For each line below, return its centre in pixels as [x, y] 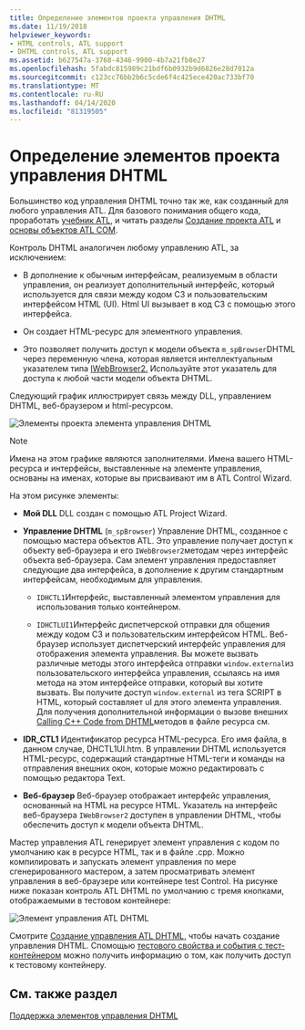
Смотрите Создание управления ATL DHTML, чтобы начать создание [145, 936]
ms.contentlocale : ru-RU [56, 94]
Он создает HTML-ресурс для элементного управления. [132, 332]
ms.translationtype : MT [55, 86]
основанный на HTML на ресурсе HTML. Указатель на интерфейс [150, 806]
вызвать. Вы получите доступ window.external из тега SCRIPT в [159, 692]
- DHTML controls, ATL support [69, 52]
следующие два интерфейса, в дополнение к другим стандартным [153, 570]
